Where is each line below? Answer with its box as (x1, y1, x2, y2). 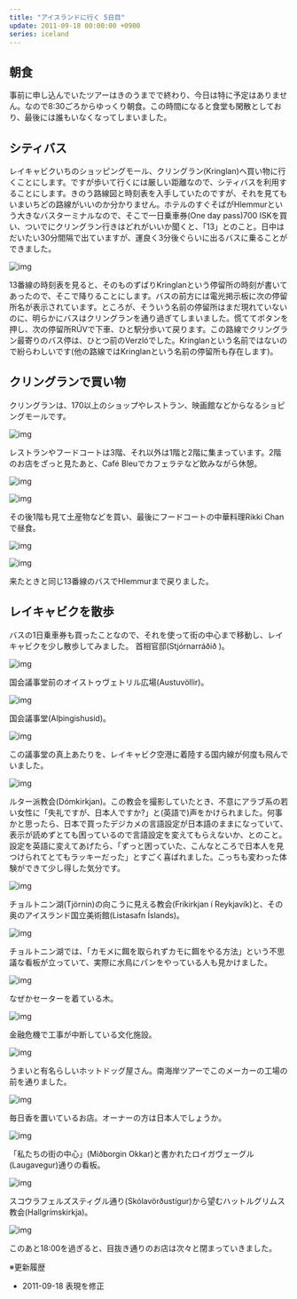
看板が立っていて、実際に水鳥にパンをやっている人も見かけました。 (24, 956, 273, 968)
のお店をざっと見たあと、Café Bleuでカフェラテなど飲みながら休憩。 (9, 458, 262, 469)
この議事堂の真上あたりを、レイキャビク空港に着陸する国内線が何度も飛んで (9, 749, 289, 759)
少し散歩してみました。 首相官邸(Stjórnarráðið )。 (47, 640, 231, 651)
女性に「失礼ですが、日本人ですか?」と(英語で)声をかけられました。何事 (16, 807, 284, 818)
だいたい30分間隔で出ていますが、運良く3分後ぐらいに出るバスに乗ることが (9, 233, 288, 242)
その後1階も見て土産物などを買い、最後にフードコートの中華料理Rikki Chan (9, 511, 285, 522)
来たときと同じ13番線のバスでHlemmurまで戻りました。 (9, 575, 215, 586)
